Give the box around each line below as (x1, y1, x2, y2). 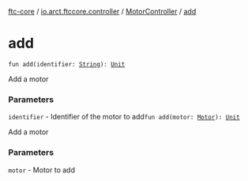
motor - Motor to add (8, 165, 75, 175)
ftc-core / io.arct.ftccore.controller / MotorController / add (8, 7, 197, 16)
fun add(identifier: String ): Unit (8, 60, 126, 68)
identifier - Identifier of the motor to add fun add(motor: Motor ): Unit (8, 112, 240, 122)
